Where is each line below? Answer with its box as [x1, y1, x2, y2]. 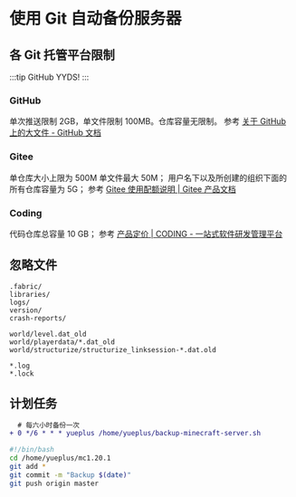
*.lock [9, 368, 34, 378]
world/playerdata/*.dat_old [9, 337, 116, 347]
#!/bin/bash [9, 445, 54, 454]
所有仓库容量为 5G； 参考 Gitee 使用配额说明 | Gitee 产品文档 [9, 183, 237, 195]
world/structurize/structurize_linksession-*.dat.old [9, 345, 217, 354]
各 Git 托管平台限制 [9, 47, 116, 62]
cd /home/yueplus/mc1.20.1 [9, 454, 111, 463]
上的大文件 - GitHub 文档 [9, 128, 101, 139]
